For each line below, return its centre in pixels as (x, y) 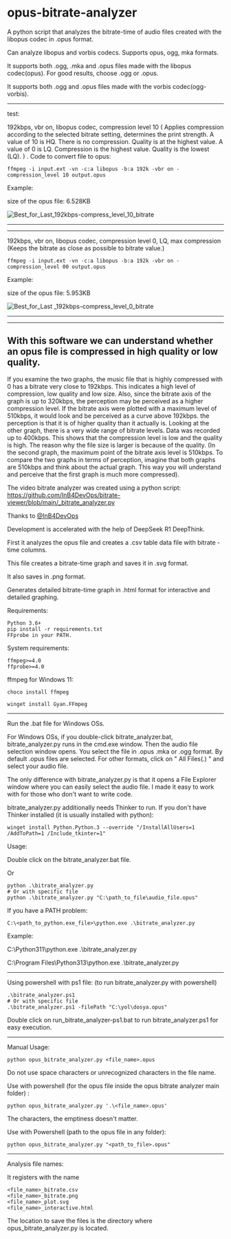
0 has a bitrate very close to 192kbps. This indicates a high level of (101, 386)
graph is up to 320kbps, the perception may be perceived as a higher (105, 401)
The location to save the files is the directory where (80, 1220)
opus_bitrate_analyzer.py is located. (58, 1228)
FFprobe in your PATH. (40, 635)
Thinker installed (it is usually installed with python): (80, 814)
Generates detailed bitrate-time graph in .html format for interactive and (109, 590)
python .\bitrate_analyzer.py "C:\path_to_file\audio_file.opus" (102, 898)
